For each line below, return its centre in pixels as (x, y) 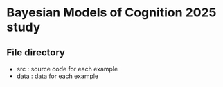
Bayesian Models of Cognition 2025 (111, 13)
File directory (36, 52)
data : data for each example (57, 76)
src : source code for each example (67, 69)
